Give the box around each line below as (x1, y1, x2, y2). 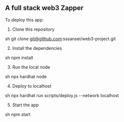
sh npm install (5, 55, 33, 61)
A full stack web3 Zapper (5, 4, 84, 12)
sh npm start (5, 111, 31, 117)
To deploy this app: (5, 17, 44, 22)
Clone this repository (12, 26, 55, 32)
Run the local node (12, 64, 50, 70)
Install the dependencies (12, 45, 62, 51)
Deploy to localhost (12, 83, 51, 89)
